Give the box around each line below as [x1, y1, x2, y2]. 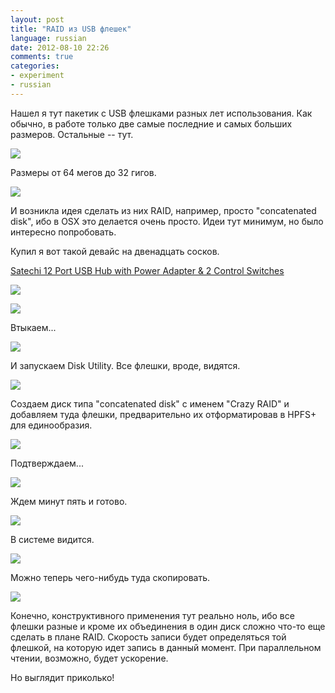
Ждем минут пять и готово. [10, 495, 128, 507]
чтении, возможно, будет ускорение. [10, 652, 169, 664]
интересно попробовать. [10, 226, 117, 238]
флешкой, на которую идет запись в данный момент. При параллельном [10, 641, 322, 653]
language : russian [10, 33, 87, 43]
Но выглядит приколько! [10, 671, 115, 683]
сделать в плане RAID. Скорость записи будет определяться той [10, 631, 287, 643]
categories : [10, 61, 60, 71]
